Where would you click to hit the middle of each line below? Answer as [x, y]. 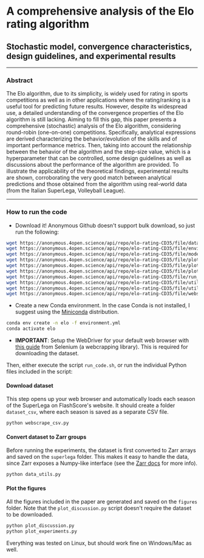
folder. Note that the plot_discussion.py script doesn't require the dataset [99, 508]
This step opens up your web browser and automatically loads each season [101, 399]
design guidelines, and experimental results [91, 56]
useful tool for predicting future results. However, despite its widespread [97, 106]
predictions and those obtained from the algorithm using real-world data [97, 184]
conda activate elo [31, 329]
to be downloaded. [30, 515]
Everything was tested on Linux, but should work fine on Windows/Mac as [99, 543]
